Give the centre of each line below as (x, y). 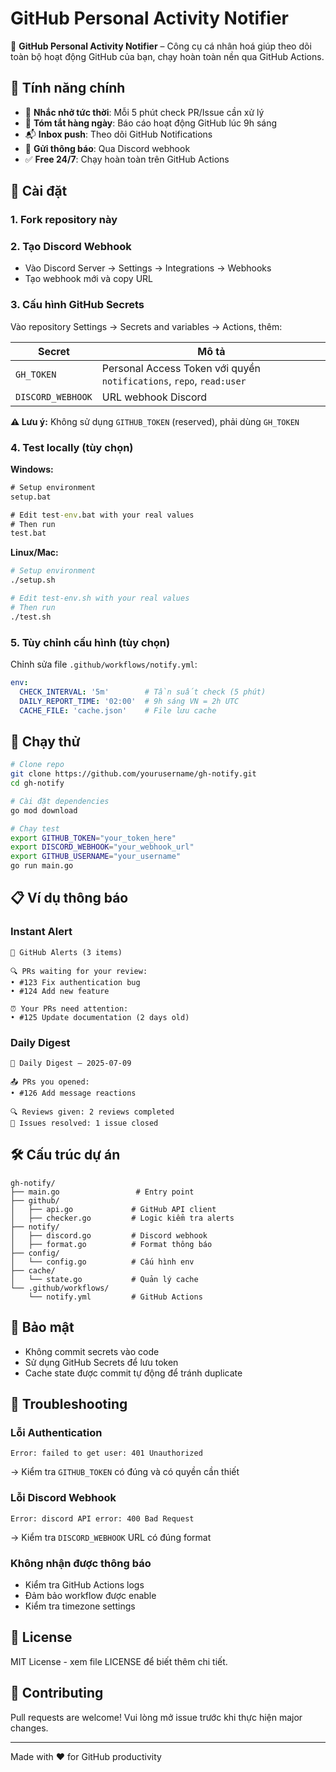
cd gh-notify (37, 783)
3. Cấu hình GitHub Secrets (77, 305)
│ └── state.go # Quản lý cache (104, 1279)
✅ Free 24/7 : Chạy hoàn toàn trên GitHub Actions (127, 159)
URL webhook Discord (154, 397)
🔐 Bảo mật (42, 1327)
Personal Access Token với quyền (181, 368)
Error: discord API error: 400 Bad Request (102, 1518)
